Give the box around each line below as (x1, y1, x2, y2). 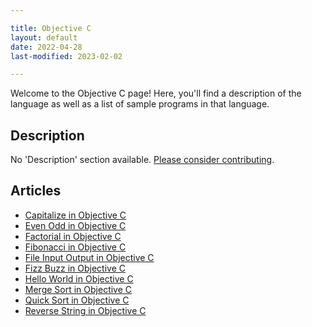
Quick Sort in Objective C (24, 294, 130, 306)
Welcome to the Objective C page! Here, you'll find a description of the (10, 87, 302, 100)
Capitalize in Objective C (24, 209, 127, 221)
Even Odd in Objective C (24, 219, 127, 231)
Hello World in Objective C (24, 272, 134, 285)
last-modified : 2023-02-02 (10, 51, 123, 61)
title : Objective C (10, 23, 92, 33)
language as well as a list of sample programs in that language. (10, 98, 270, 110)
